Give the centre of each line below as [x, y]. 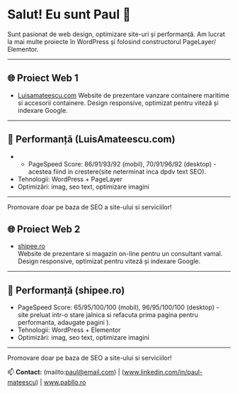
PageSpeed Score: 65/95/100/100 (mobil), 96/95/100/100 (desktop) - [118, 307]
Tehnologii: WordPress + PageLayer [70, 179]
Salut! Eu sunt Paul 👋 [69, 15]
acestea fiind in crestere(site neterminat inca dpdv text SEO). [117, 171]
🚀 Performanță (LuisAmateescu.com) [91, 139]
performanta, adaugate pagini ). [64, 323]
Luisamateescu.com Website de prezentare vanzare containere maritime [123, 95]
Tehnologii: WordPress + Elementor [69, 330]
